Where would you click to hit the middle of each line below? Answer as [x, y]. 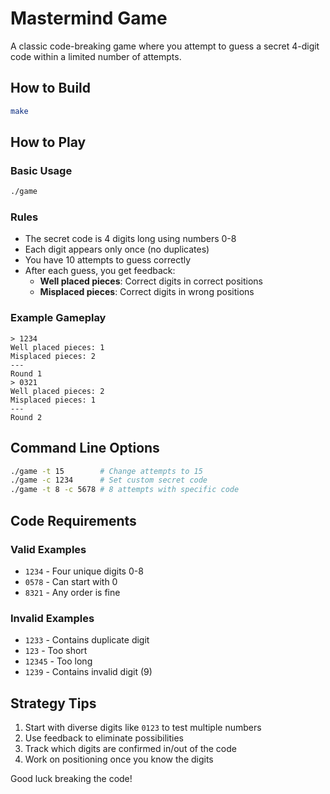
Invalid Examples [52, 618]
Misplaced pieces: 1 [53, 400]
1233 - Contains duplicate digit [87, 640]
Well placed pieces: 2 [57, 391]
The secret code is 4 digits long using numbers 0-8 [130, 239]
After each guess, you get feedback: [100, 271]
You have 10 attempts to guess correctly [108, 260]
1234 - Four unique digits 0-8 [84, 571]
